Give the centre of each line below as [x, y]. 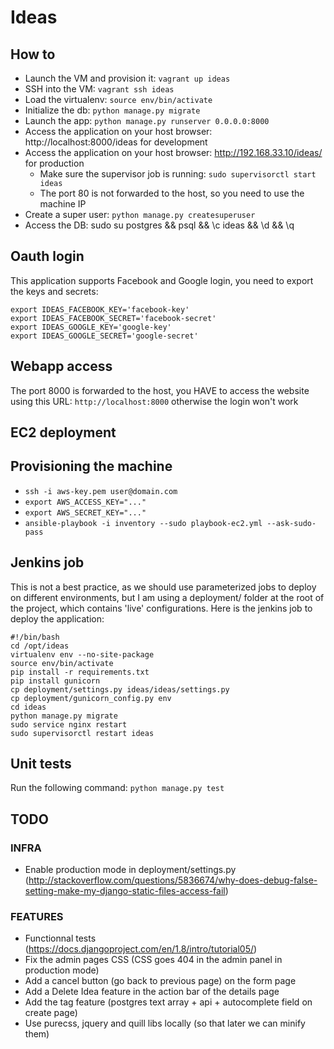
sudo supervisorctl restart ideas [82, 733]
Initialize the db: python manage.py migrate [112, 110]
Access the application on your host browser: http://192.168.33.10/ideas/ [173, 152]
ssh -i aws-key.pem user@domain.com [101, 491]
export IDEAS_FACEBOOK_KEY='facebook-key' [100, 309]
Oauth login [47, 256]
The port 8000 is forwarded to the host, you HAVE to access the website [160, 390]
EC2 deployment [63, 432]
